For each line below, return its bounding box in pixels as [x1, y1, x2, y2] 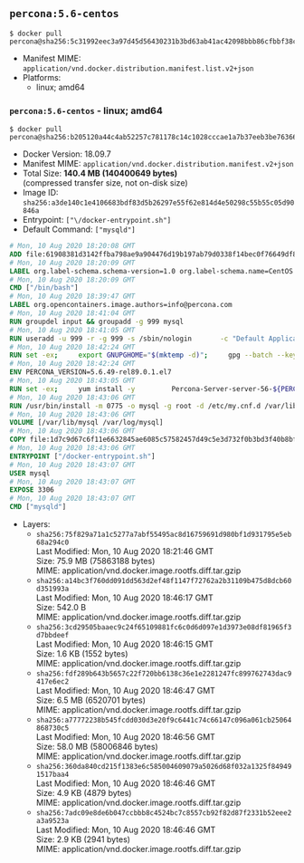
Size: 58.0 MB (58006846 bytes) [35, 742, 158, 753]
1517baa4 [35, 770, 70, 780]
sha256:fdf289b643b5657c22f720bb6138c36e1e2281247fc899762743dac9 [35, 669, 292, 678]
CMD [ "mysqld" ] [9, 503, 67, 512]
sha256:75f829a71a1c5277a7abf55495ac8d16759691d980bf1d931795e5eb [35, 530, 292, 540]
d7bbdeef [35, 631, 70, 640]
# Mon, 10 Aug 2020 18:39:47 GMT [9, 292, 136, 302]
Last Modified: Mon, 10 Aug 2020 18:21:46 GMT [35, 546, 214, 557]
